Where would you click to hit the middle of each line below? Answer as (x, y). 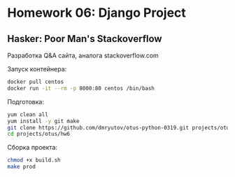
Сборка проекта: (33, 148)
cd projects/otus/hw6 (39, 134)
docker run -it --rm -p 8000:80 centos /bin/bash (81, 88)
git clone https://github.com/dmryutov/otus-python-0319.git (98, 127)
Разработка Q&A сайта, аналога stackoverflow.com (83, 55)
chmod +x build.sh (34, 160)
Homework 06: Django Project (97, 13)
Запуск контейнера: (37, 69)
